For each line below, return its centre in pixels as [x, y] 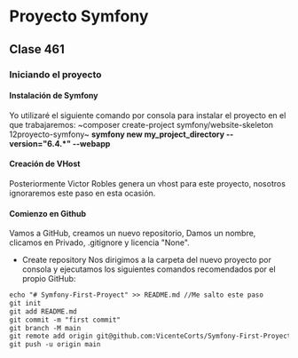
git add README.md [43, 311]
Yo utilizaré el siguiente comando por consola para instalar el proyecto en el [148, 115]
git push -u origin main [55, 345]
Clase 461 [37, 49]
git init [25, 303]
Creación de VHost [45, 164]
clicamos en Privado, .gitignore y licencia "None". [100, 243]
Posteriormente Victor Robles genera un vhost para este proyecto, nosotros [148, 183]
